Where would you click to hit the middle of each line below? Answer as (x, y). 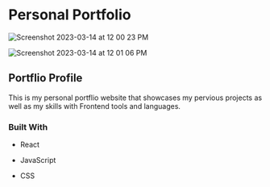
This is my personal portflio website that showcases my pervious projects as (135, 98)
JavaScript (38, 160)
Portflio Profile (46, 78)
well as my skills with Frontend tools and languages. (95, 106)
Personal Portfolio (70, 15)
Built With (28, 127)
